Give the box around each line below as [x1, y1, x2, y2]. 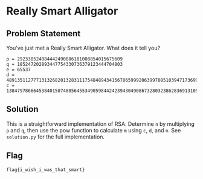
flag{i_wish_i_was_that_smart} [6, 166, 85, 173]
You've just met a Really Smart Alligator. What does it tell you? [6, 44, 161, 51]
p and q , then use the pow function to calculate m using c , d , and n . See [6, 126, 181, 134]
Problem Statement [6, 28, 81, 39]
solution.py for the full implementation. [6, 133, 105, 140]
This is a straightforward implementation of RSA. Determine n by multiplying [6, 120, 195, 128]
